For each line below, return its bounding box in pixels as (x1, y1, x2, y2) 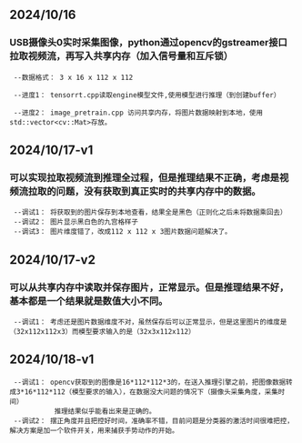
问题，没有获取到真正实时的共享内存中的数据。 (55, 186, 261, 197)
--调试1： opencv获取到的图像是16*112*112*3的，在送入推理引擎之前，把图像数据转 (13, 378, 293, 387)
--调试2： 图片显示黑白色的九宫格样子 (13, 217, 139, 227)
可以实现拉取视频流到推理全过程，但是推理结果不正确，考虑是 (9, 172, 280, 184)
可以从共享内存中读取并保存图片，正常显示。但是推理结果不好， (9, 281, 289, 294)
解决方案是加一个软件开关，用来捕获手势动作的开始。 (9, 426, 179, 435)
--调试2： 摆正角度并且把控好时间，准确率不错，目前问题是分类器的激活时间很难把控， (13, 416, 294, 426)
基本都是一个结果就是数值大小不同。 (9, 295, 168, 307)
